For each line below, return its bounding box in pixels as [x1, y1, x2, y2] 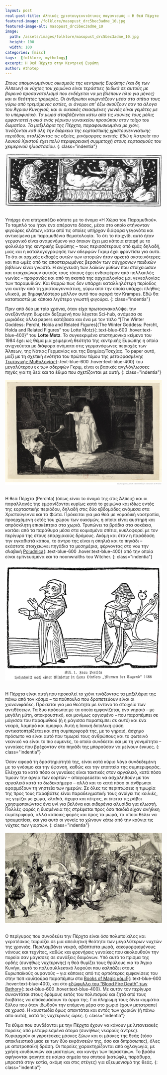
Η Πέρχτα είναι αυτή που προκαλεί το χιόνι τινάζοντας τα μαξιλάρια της [5, 691, 157, 697]
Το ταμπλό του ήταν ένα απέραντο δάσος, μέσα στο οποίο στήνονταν [5, 222, 150, 228]
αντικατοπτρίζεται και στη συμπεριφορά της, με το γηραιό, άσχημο [5, 728, 144, 734]
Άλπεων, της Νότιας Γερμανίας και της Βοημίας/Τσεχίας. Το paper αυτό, [5, 348, 156, 354]
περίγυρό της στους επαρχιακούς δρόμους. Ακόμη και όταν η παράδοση [5, 533, 155, 538]
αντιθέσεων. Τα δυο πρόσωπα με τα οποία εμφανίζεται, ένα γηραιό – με [5, 707, 155, 713]
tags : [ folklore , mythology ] [5, 55, 68, 60]
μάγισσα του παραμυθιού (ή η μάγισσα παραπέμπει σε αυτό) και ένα [5, 717, 147, 724]
